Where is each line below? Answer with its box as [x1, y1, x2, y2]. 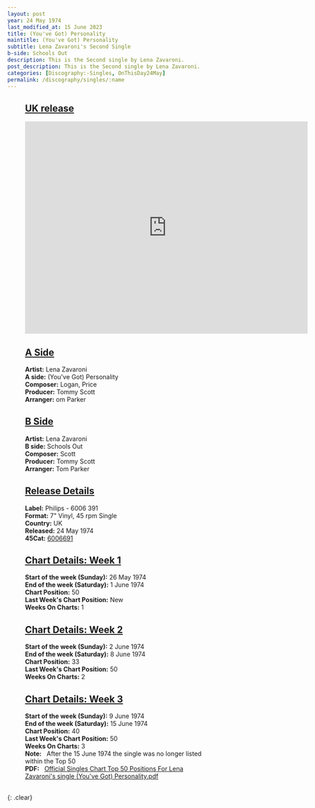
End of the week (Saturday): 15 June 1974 [25, 720, 148, 728]
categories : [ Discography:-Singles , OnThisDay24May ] [7, 69, 166, 76]
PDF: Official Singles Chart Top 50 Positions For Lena [25, 765, 184, 773]
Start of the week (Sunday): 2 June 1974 [25, 642, 145, 651]
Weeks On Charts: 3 [25, 742, 85, 751]
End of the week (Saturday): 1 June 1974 [25, 581, 145, 589]
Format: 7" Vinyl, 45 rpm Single [25, 511, 117, 520]
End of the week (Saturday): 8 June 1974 [25, 650, 146, 659]
